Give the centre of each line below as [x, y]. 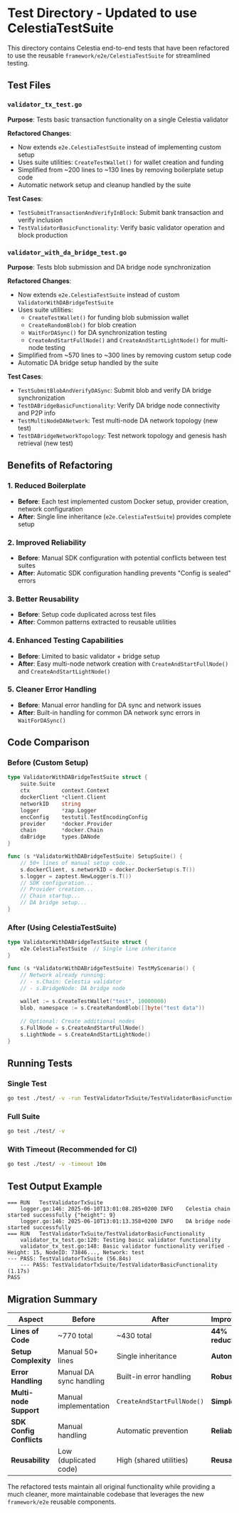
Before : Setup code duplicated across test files [87, 615]
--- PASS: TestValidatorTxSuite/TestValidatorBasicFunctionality [119, 1265]
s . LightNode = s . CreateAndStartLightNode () [86, 1034]
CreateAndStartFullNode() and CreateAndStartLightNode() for [119, 340]
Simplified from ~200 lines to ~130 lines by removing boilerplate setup [121, 169]
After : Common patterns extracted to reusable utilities [97, 622]
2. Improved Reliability [47, 542]
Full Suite [24, 1116]
